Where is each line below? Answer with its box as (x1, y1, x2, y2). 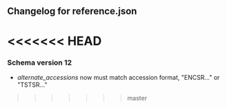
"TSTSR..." (17, 80, 48, 89)
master (127, 94, 147, 102)
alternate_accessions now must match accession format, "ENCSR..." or (17, 73, 220, 81)
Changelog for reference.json (7, 6, 137, 17)
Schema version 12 (7, 58, 72, 67)
